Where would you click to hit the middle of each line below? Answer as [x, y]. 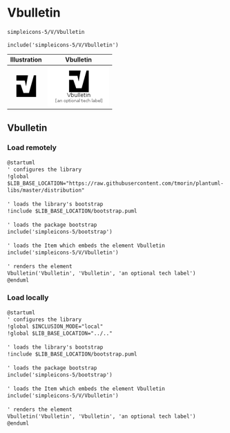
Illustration [26, 59]
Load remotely [32, 147]
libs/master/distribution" [46, 190]
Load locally [28, 297]
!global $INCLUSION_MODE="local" [55, 326]
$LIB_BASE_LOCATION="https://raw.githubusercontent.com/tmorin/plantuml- [116, 183]
